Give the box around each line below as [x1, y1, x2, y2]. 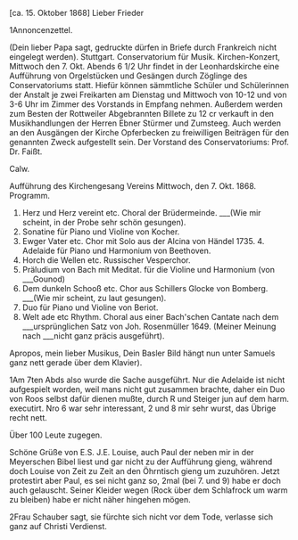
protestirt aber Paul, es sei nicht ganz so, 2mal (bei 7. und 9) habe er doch [9, 476, 281, 486]
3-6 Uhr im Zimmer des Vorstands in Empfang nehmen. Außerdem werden [9, 99, 283, 110]
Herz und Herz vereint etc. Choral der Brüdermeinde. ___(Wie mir [21, 208, 261, 217]
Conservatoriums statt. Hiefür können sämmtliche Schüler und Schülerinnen [9, 80, 290, 90]
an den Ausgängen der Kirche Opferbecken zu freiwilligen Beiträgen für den [9, 127, 290, 137]
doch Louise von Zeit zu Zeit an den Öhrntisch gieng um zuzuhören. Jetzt [9, 466, 280, 476]
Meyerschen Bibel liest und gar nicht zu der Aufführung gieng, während [9, 456, 273, 467]
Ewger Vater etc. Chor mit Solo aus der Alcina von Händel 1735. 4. [21, 236, 265, 246]
